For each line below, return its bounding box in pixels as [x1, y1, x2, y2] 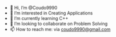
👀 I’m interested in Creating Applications [9, 10, 93, 16]
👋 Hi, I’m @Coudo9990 [9, 5, 57, 10]
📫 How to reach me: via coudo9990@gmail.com [9, 26, 111, 32]
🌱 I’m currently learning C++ [9, 15, 68, 21]
